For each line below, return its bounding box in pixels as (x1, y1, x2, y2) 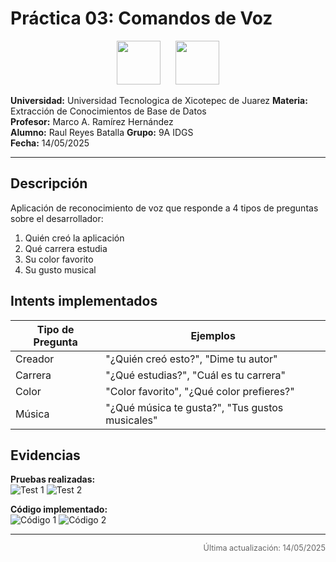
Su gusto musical (24, 263, 97, 276)
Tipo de (36, 322, 75, 336)
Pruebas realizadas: (10, 473, 96, 486)
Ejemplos (190, 328, 236, 342)
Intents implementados (10, 293, 158, 310)
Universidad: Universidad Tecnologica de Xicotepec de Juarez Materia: (10, 94, 308, 106)
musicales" (105, 413, 158, 427)
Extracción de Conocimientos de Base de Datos (10, 105, 207, 117)
